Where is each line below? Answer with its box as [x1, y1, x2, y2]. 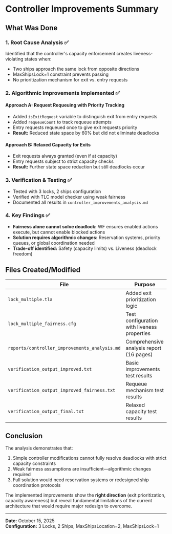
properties [125, 330, 151, 337]
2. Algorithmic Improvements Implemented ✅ [5, 89, 120, 96]
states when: [24, 56, 52, 62]
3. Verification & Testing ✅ [5, 177, 73, 184]
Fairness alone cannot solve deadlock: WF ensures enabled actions [12, 223, 158, 229]
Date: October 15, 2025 [5, 518, 55, 524]
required [12, 472, 31, 478]
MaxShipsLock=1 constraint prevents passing [12, 71, 109, 77]
